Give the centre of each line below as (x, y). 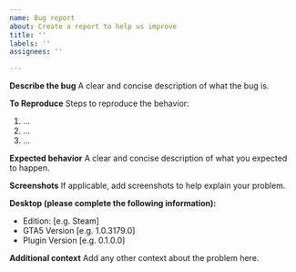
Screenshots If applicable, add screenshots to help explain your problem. (148, 186)
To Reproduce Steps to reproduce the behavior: (99, 104)
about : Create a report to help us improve (93, 26)
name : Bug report (42, 18)
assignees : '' (36, 52)
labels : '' (30, 43)
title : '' (28, 35)
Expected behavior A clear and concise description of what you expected (148, 158)
